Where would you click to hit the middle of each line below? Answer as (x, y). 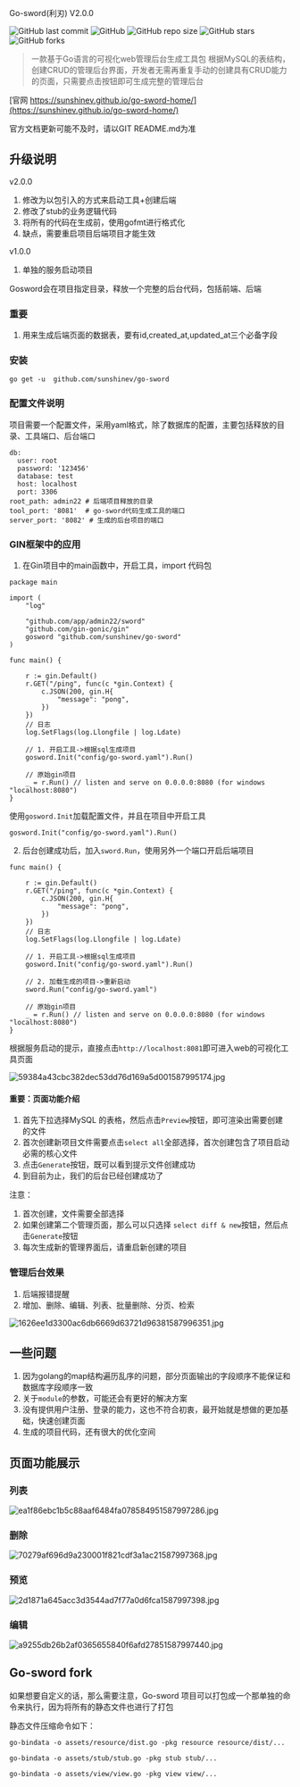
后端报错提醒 (46, 1293)
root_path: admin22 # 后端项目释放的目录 (81, 501)
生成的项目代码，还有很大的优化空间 (89, 1432)
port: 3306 (37, 492)
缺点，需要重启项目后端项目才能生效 (89, 233)
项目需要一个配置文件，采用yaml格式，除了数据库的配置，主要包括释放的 (143, 424)
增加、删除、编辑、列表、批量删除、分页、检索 (108, 1305)
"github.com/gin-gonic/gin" (77, 629)
